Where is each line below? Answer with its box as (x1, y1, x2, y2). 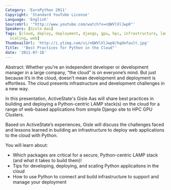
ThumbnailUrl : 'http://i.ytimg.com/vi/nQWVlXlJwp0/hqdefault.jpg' (5, 41, 149, 46)
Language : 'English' (5, 17, 49, 22)
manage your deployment (12, 179, 67, 185)
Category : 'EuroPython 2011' (5, 7, 67, 13)
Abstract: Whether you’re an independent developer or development (5, 64, 149, 70)
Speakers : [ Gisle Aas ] (5, 26, 53, 31)
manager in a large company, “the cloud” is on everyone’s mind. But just (5, 69, 156, 75)
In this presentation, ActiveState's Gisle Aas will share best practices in (5, 95, 154, 102)
